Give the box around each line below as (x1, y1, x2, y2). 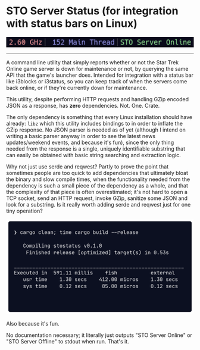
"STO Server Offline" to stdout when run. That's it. (6, 337, 129, 345)
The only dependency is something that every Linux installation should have (6, 113, 192, 120)
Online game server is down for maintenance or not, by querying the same (6, 65, 189, 72)
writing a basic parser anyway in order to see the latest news (6, 132, 156, 139)
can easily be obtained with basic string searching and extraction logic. (6, 151, 181, 158)
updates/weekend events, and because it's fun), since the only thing (6, 139, 174, 146)
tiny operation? (6, 207, 43, 214)
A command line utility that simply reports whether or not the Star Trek (6, 58, 179, 66)
